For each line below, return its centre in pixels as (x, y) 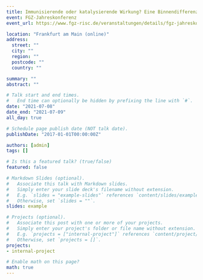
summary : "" (21, 79)
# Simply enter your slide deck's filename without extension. (90, 189)
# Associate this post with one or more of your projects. (85, 223)
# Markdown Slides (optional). (46, 178)
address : (17, 40)
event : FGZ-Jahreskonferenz (42, 18)
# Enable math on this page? (43, 262)
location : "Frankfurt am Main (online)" (58, 34)
